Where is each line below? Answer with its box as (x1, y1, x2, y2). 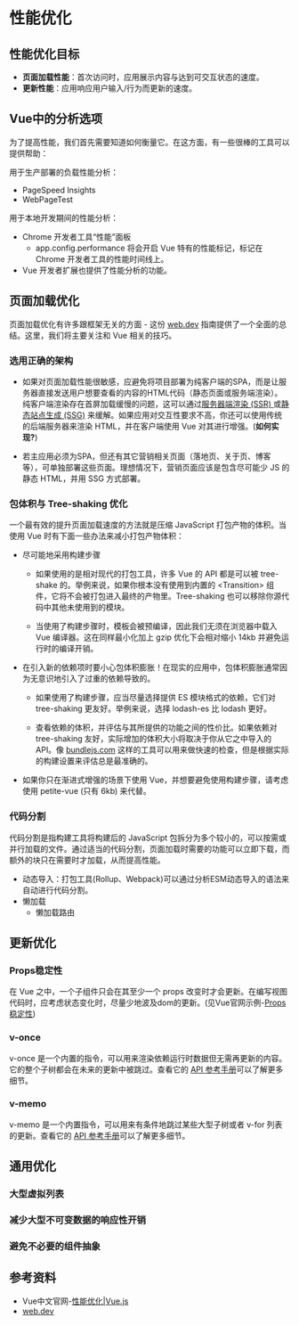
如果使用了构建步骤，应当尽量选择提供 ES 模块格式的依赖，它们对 (35, 692, 276, 703)
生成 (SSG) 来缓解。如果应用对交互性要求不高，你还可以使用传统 (45, 409, 283, 420)
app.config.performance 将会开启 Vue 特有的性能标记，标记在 (35, 242, 263, 253)
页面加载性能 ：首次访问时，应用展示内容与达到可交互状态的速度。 (21, 72, 264, 82)
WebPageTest (21, 193, 74, 205)
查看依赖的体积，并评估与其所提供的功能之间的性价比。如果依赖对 (35, 723, 278, 733)
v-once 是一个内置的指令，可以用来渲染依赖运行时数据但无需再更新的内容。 (9, 1052, 287, 1063)
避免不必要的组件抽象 (9, 1239, 101, 1252)
